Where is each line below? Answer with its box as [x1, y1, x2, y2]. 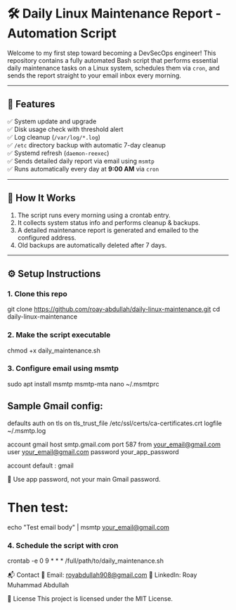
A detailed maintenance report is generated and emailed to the [17, 226, 199, 234]
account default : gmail [7, 461, 74, 470]
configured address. [17, 233, 77, 242]
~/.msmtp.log [7, 426, 46, 434]
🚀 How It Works [7, 192, 76, 205]
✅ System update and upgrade [7, 117, 97, 126]
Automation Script [7, 25, 117, 42]
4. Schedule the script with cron [7, 540, 119, 550]
